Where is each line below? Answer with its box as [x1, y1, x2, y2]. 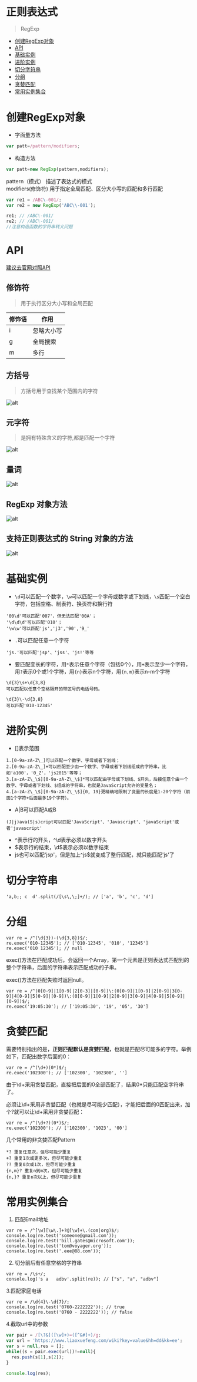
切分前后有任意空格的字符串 [14, 1259, 82, 1266]
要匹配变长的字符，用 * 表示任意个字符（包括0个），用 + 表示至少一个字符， [14, 661, 191, 668]
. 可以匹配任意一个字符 [14, 636, 69, 644]
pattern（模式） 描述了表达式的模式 [6, 177, 92, 184]
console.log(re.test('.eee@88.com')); [6, 1248, 101, 1254]
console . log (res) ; [6, 1370, 51, 1376]
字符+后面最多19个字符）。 [17, 795, 72, 801]
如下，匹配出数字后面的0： [6, 1053, 72, 1060]
